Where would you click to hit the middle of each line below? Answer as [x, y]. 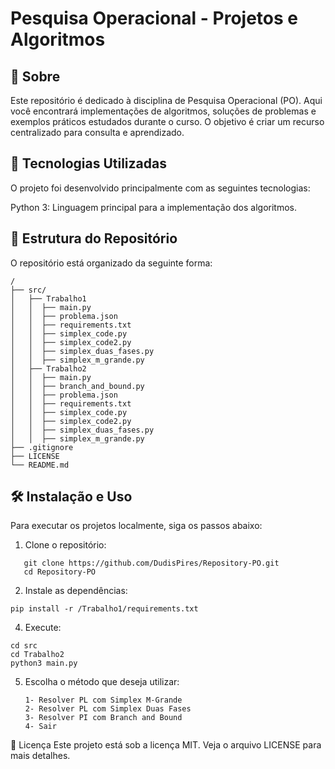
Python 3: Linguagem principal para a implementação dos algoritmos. [154, 207]
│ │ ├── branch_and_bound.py [77, 386]
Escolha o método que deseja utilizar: [102, 682]
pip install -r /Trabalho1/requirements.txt [104, 609]
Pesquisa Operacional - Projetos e [154, 18]
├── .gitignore [42, 447]
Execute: [43, 628]
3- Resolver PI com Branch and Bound [103, 718]
